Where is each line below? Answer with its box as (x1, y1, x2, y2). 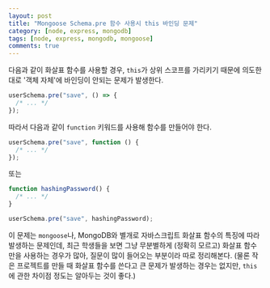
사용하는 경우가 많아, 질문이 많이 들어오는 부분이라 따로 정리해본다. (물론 (23, 250, 251, 260)
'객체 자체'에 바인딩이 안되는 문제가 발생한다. (23, 75, 164, 85)
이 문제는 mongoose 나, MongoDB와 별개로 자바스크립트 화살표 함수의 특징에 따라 (8, 230, 260, 239)
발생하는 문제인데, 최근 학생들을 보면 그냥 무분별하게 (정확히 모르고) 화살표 (8, 240, 243, 250)
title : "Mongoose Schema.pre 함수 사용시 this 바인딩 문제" (8, 19, 198, 28)
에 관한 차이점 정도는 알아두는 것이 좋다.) (8, 270, 136, 280)
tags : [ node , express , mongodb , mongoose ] (8, 34, 154, 43)
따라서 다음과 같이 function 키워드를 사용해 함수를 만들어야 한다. (8, 122, 212, 132)
